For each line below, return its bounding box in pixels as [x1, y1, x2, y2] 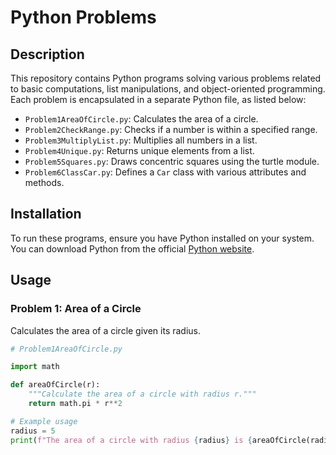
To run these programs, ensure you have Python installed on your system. [10, 232, 315, 244]
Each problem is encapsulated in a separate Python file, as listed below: [10, 94, 307, 105]
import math [10, 362, 60, 372]
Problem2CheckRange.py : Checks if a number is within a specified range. [24, 124, 318, 135]
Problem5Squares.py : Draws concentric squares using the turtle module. [24, 156, 320, 167]
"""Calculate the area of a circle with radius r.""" [28, 389, 257, 400]
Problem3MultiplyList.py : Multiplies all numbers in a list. [24, 134, 258, 146]
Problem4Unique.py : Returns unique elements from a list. [24, 145, 255, 156]
